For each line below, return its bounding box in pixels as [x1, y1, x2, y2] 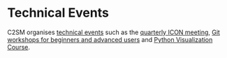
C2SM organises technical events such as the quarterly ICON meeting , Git [7, 28, 220, 36]
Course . [7, 43, 30, 51]
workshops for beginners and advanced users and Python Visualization [7, 35, 213, 43]
